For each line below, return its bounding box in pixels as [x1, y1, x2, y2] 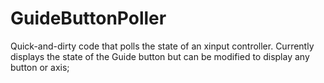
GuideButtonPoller [10, 7, 167, 30]
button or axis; [10, 61, 70, 73]
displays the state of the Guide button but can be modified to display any [10, 50, 310, 62]
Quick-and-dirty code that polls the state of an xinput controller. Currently [10, 40, 315, 52]
